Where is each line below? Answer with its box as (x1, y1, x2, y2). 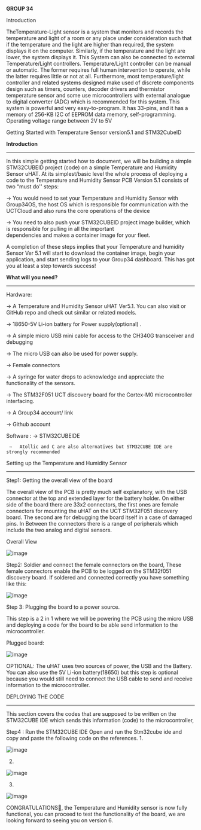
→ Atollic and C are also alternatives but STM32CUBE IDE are (8, 444, 172, 450)
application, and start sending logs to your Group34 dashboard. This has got (6, 256, 195, 263)
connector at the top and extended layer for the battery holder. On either (6, 495, 185, 502)
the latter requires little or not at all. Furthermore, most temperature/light (6, 73, 184, 80)
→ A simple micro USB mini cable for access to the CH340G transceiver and (6, 332, 194, 339)
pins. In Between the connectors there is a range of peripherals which (6, 520, 178, 527)
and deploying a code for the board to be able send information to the (6, 621, 178, 628)
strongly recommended (6, 449, 60, 455)
